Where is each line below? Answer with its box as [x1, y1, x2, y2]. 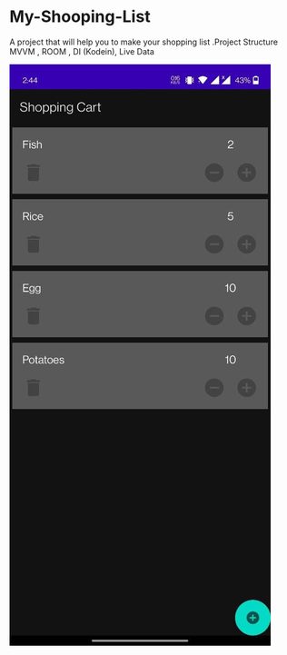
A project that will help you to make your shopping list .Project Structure [9, 36, 279, 47]
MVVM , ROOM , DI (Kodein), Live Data [9, 45, 154, 56]
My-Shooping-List [9, 6, 152, 27]
